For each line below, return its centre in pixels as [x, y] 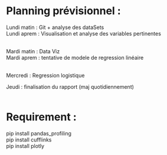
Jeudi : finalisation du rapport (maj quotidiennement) [70, 86]
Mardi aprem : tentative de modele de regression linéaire [75, 57]
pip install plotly [25, 146]
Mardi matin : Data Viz [33, 51]
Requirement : [41, 117]
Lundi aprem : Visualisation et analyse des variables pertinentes [83, 33]
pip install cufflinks [29, 140]
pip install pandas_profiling [39, 133]
